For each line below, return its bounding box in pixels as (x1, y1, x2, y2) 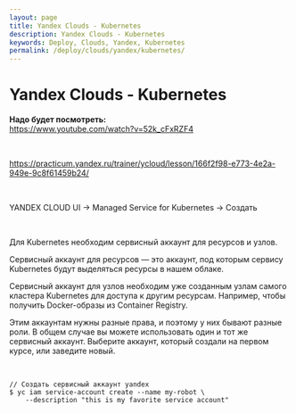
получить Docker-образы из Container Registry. (9, 300, 189, 310)
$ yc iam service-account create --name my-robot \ (9, 388, 205, 397)
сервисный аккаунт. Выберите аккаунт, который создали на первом (9, 336, 269, 347)
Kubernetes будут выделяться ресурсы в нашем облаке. (9, 264, 225, 275)
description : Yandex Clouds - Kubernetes (9, 29, 166, 38)
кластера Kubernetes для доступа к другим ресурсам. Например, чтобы (9, 291, 286, 301)
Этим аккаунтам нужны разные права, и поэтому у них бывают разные (9, 318, 283, 328)
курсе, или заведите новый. (9, 345, 116, 357)
